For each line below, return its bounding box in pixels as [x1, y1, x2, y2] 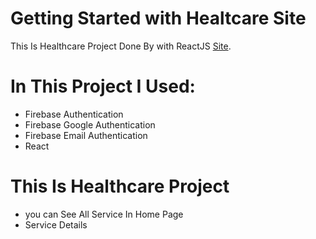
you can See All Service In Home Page [24, 208, 184, 220]
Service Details [24, 218, 88, 231]
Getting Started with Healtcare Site [10, 7, 307, 30]
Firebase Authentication [24, 108, 124, 120]
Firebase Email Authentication [24, 129, 148, 141]
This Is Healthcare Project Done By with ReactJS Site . [10, 40, 232, 52]
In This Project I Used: [10, 75, 196, 98]
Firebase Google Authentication [24, 118, 156, 131]
